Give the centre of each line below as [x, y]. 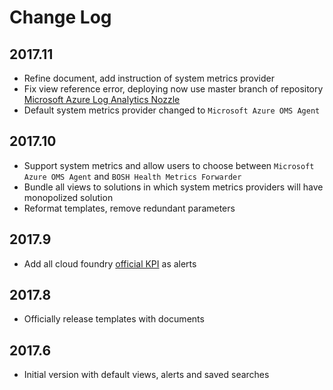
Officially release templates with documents [114, 319]
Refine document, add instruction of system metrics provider [149, 78]
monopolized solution [68, 197]
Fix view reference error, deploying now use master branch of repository [173, 89]
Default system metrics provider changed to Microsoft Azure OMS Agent [172, 110]
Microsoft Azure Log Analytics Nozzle [102, 99]
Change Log [60, 17]
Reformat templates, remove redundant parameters [129, 208]
